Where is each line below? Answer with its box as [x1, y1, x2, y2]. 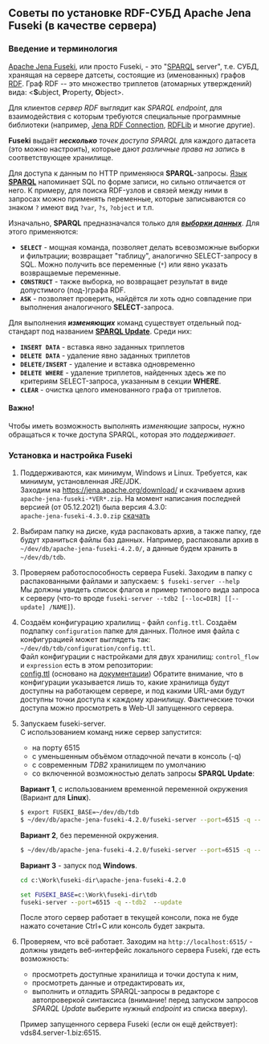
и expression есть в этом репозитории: [19, 661, 153, 670]
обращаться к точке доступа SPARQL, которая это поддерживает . [8, 429, 236, 439]
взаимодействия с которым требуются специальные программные [8, 111, 241, 121]
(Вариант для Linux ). [19, 793, 92, 802]
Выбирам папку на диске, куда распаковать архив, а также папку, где [19, 527, 262, 536]
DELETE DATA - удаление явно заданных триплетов [19, 350, 190, 360]
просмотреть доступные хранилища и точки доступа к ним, [31, 970, 238, 980]
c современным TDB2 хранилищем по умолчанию [31, 760, 206, 770]
